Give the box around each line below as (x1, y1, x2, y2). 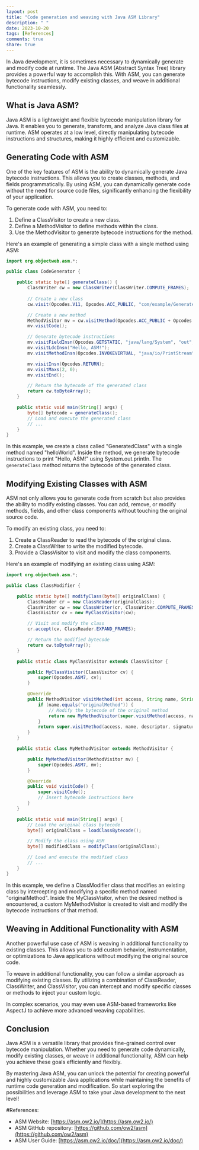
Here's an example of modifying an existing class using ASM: (6, 561, 156, 568)
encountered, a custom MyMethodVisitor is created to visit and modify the (6, 900, 188, 908)
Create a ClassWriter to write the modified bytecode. (14, 543, 143, 550)
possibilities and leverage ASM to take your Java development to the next (6, 1089, 185, 1096)
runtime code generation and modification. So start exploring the (6, 1082, 165, 1090)
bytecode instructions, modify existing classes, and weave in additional (6, 76, 180, 84)
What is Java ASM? (6, 100, 79, 110)
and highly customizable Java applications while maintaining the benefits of (6, 1076, 191, 1084)
